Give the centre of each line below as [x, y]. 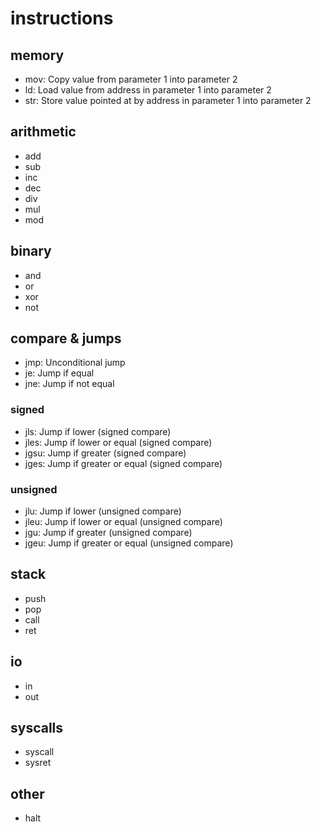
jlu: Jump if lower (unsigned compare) [103, 511]
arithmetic [43, 132]
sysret [38, 763]
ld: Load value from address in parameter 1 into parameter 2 [148, 90]
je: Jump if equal [59, 373]
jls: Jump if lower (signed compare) [98, 431]
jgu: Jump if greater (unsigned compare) [108, 533]
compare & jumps [66, 338]
